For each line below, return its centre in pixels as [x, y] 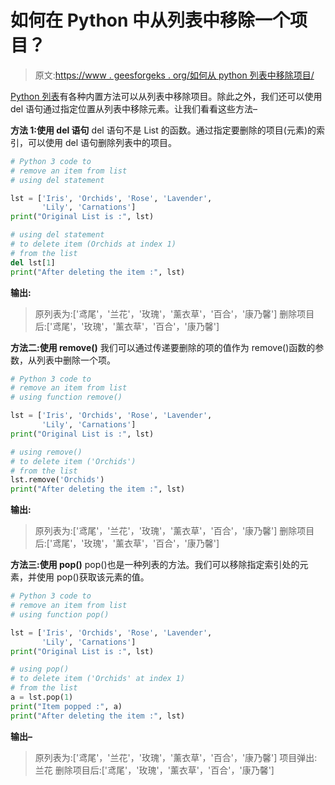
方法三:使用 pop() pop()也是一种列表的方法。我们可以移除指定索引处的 [155, 565]
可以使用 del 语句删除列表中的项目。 [102, 142]
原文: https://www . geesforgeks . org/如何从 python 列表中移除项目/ [174, 75]
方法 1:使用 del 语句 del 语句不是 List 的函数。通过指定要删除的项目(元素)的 [163, 130]
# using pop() [40, 669]
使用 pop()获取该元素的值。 [93, 577]
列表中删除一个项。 [76, 360]
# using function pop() [60, 614]
